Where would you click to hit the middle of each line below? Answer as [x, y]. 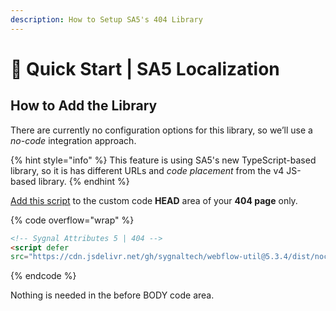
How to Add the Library [84, 106]
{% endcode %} [43, 276]
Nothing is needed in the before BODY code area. [112, 295]
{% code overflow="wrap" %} [72, 220]
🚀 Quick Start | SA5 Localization [145, 68]
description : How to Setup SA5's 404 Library [106, 19]
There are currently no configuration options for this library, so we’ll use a [161, 130]
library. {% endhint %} [84, 181]
